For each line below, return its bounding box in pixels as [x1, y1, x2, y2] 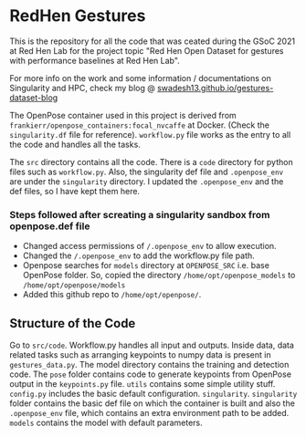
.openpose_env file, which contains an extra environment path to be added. [9, 408, 290, 419]
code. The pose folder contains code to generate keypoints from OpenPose [9, 369, 292, 380]
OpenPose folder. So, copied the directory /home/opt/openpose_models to [22, 270, 296, 281]
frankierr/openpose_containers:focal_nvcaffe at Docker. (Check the [9, 120, 269, 130]
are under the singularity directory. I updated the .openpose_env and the [9, 175, 284, 187]
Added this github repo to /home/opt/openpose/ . [22, 289, 202, 300]
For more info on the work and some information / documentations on [9, 72, 272, 83]
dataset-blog [9, 92, 58, 103]
